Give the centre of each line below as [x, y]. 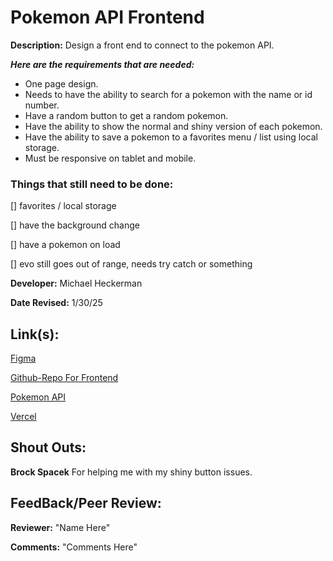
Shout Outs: [48, 447]
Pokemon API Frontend [107, 17]
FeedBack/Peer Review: [86, 503]
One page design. [61, 83]
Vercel [23, 417]
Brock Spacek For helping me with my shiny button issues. [131, 472]
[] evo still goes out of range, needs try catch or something [131, 264]
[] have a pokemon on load [65, 245]
